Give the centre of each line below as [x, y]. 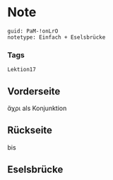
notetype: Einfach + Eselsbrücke [56, 37]
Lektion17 [22, 70]
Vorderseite [34, 91]
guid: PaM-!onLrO [33, 31]
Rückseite [30, 130]
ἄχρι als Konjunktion [37, 108]
